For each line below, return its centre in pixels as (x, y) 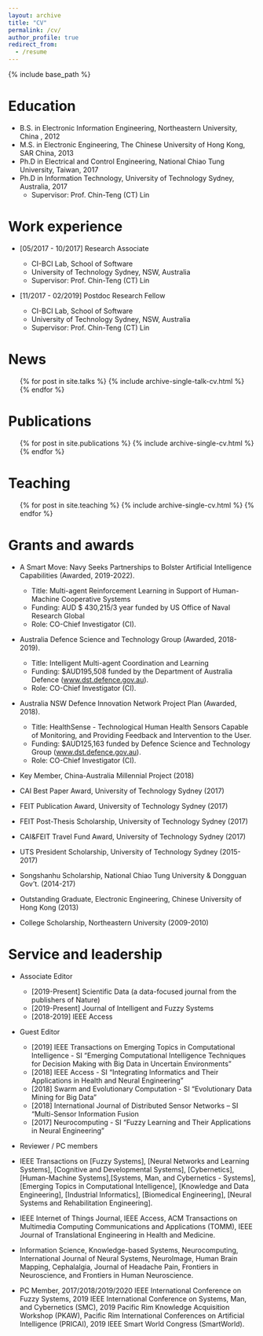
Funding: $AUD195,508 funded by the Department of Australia (132, 671)
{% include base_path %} (49, 74)
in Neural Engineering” (68, 1131)
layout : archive (35, 15)
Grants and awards (71, 545)
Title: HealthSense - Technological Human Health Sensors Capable (140, 727)
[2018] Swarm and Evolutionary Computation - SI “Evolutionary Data (142, 1089)
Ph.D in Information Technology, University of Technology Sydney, (127, 178)
